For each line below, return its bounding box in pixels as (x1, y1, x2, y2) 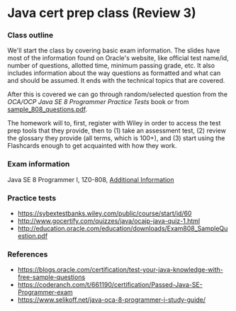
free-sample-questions (17, 273, 86, 281)
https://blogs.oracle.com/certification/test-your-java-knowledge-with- (17, 266, 223, 274)
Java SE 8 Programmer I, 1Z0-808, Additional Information (7, 175, 174, 183)
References (7, 249, 48, 259)
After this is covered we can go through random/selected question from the (7, 90, 228, 98)
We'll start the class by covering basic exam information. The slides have (7, 46, 220, 55)
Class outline (7, 30, 54, 40)
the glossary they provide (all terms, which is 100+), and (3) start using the (7, 134, 225, 142)
